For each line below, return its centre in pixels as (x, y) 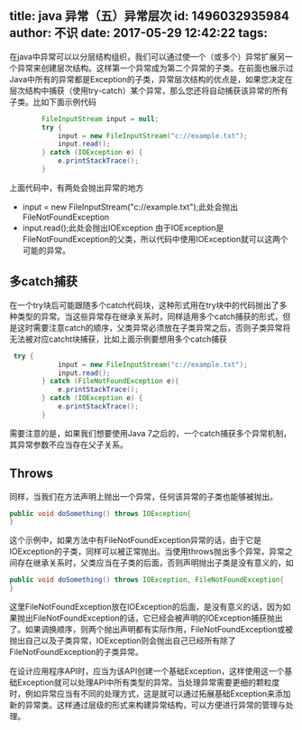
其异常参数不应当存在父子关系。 (69, 445)
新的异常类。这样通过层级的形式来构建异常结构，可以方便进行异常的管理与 (147, 705)
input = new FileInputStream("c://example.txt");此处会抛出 (130, 207)
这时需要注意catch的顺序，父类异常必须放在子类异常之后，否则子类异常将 (154, 327)
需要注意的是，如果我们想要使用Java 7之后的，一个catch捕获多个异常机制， (150, 433)
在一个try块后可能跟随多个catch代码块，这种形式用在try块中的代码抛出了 (144, 304)
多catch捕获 (44, 281)
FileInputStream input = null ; (101, 119)
